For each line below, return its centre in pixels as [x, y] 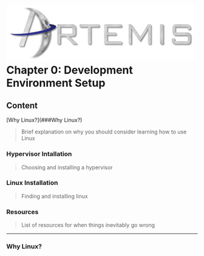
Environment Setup [56, 83]
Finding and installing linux [54, 196]
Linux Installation [32, 183]
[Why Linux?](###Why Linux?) [44, 120]
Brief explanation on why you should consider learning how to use [104, 132]
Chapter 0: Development [70, 70]
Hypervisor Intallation [39, 154]
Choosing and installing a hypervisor [67, 167]
